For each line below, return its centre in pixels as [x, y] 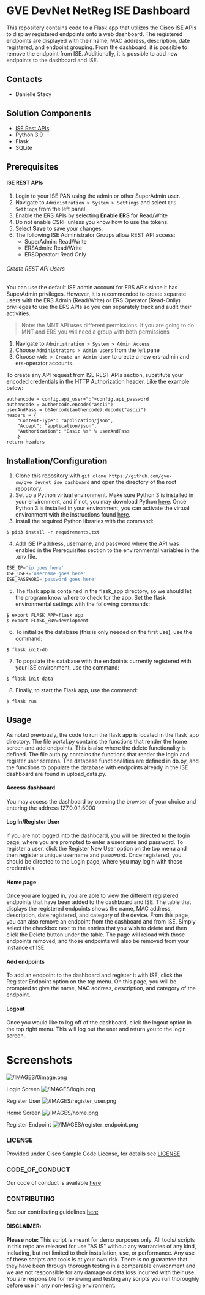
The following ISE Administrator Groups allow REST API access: [95, 235]
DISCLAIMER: [24, 1226]
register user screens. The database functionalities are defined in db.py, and [102, 761]
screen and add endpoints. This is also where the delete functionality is [96, 748]
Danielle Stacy [33, 94]
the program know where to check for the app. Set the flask [91, 597]
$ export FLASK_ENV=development [47, 621]
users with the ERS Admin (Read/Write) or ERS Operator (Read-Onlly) [94, 300]
